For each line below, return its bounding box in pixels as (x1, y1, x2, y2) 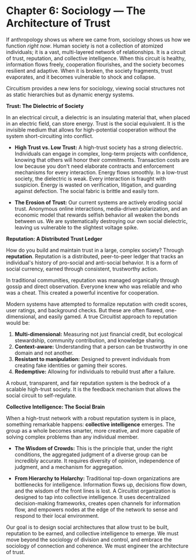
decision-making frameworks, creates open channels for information (14, 500, 180, 507)
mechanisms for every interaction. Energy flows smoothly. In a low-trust (14, 168, 188, 176)
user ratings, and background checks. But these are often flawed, (6, 306, 164, 313)
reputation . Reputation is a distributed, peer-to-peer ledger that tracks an (6, 252, 184, 259)
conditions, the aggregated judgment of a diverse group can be (14, 451, 168, 458)
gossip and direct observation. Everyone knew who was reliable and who (6, 283, 183, 290)
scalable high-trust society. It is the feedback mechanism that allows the (6, 386, 181, 393)
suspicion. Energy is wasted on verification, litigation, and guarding (14, 181, 177, 188)
